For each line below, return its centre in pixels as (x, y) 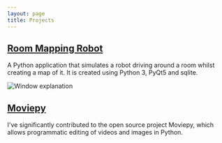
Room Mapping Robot (55, 48)
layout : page (26, 14)
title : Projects (31, 20)
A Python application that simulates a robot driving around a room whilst (111, 65)
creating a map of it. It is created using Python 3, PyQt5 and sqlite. (103, 73)
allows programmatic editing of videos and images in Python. (95, 133)
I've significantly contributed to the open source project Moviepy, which (111, 125)
